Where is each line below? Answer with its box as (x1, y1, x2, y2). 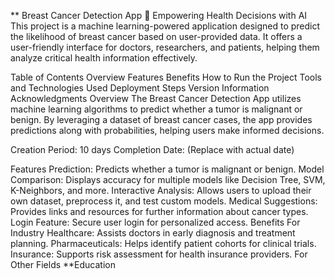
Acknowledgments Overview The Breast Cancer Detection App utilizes (10, 93, 302, 104)
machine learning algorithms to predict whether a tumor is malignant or (10, 103, 303, 115)
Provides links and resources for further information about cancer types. (10, 206, 309, 217)
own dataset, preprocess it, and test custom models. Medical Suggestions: (10, 195, 318, 207)
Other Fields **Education (10, 259, 116, 270)
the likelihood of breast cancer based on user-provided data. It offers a (10, 31, 303, 42)
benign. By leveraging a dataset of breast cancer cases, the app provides (10, 114, 313, 125)
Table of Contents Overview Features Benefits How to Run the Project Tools (10, 71, 322, 83)
